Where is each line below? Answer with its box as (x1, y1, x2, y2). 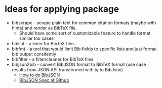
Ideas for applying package (4, 3, 119, 15)
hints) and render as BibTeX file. (11, 25, 77, 30)
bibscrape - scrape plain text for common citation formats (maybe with (11, 20, 156, 26)
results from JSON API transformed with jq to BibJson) (11, 66, 123, 72)
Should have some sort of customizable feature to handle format (19, 30, 151, 36)
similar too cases (19, 35, 54, 41)
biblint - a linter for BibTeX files (11, 40, 75, 46)
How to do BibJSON (19, 72, 60, 78)
